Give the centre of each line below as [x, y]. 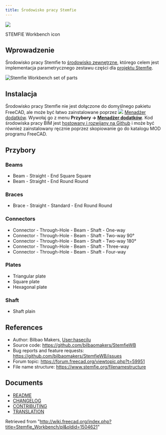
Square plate [26, 281]
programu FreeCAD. [26, 134]
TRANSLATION [28, 411]
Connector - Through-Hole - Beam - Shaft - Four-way [69, 251]
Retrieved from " [22, 421]
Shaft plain [24, 311]
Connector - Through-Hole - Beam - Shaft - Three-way [71, 246]
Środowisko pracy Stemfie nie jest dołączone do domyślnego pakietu [78, 106]
